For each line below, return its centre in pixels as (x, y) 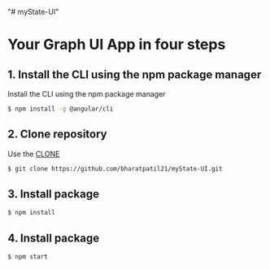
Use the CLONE (34, 154)
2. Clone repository (57, 134)
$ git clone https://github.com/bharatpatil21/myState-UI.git (115, 169)
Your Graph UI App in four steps (117, 45)
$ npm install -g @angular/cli (61, 109)
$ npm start (28, 257)
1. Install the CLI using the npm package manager (135, 74)
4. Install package (54, 238)
